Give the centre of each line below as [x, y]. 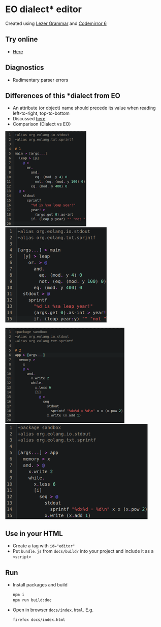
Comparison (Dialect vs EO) [42, 124]
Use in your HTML [34, 533]
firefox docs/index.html [39, 620]
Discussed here [29, 119]
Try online [22, 39]
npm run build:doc [32, 600]
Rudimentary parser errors [40, 80]
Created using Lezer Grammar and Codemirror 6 [56, 23]
